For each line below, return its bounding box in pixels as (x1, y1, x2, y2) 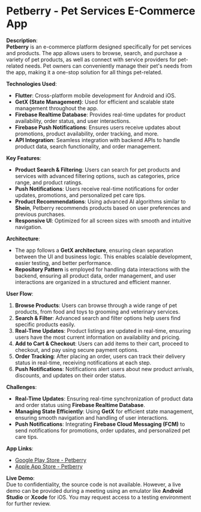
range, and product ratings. (14, 179, 83, 186)
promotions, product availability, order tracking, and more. (14, 130, 159, 137)
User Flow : (6, 290, 34, 297)
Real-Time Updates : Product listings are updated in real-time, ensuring (14, 327, 191, 334)
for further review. (6, 499, 51, 507)
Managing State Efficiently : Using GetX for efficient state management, (14, 408, 194, 415)
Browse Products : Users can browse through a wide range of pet (14, 302, 177, 309)
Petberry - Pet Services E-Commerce (6, 4, 196, 18)
